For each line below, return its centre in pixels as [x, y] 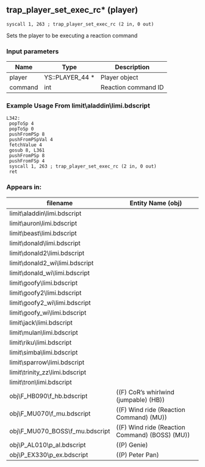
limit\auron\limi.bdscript [43, 223]
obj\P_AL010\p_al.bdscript [48, 444]
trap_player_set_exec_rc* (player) [72, 10]
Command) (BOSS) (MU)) [153, 435]
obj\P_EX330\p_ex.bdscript [49, 455]
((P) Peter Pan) [138, 455]
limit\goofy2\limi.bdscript [45, 293]
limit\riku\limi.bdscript [41, 342]
